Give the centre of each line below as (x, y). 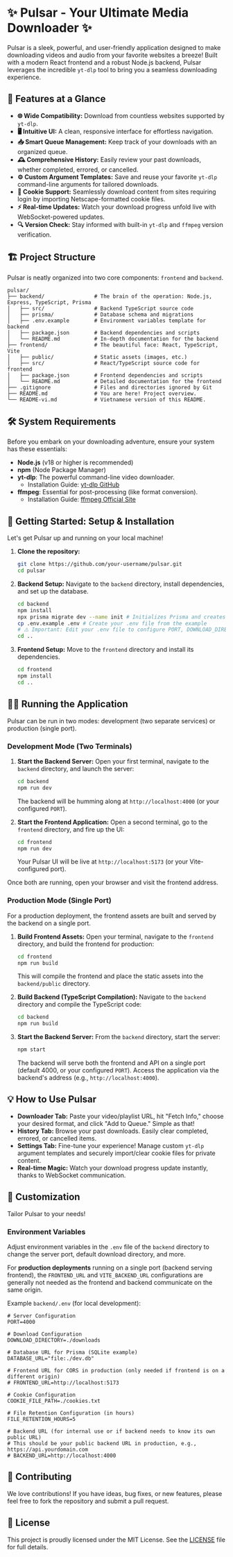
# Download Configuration (44, 1334)
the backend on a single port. (49, 923)
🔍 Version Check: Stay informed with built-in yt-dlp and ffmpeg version (120, 224)
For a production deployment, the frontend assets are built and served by (112, 916)
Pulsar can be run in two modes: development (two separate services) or (111, 721)
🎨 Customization (44, 1197)
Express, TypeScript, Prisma (49, 302)
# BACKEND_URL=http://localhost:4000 (62, 1456)
